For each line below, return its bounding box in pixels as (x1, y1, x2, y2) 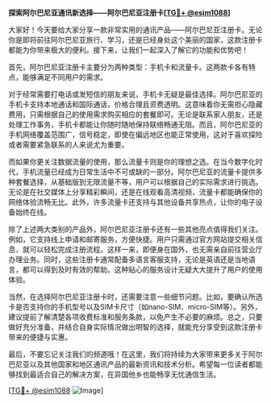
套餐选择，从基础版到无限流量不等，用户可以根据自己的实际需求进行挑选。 (15, 177, 263, 186)
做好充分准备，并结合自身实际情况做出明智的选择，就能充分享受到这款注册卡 (8, 322, 263, 331)
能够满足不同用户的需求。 (22, 73, 107, 81)
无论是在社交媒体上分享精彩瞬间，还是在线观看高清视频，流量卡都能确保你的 (8, 187, 263, 197)
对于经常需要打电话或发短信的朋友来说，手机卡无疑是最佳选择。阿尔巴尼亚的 (8, 89, 263, 99)
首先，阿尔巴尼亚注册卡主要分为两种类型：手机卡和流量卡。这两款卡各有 (8, 62, 248, 72)
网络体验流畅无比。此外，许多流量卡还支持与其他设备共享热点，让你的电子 (8, 197, 256, 206)
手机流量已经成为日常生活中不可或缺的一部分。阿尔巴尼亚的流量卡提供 (22, 167, 256, 177)
